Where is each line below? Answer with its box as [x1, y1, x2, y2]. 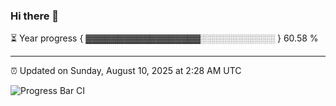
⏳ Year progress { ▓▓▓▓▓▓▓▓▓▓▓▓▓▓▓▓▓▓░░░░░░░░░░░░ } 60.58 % [10, 32, 319, 44]
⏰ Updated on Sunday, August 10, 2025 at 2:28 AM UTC [10, 65, 242, 77]
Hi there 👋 [10, 9, 60, 23]
